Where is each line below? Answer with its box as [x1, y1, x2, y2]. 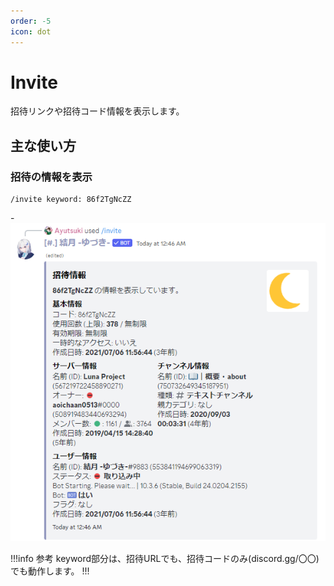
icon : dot [10, 26, 52, 37]
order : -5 [10, 16, 52, 26]
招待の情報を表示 [10, 170, 93, 184]
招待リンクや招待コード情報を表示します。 [10, 105, 185, 117]
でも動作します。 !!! [10, 565, 90, 577]
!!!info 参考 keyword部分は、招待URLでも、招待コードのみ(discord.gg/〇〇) [10, 553, 320, 565]
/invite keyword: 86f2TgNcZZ [10, 195, 132, 205]
